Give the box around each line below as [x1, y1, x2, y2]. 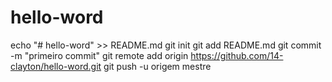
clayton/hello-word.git [10, 60, 102, 72]
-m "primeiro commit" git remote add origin [10, 49, 189, 61]
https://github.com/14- [190, 49, 284, 61]
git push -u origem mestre [103, 60, 212, 72]
